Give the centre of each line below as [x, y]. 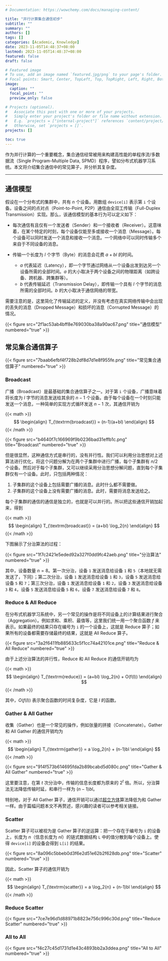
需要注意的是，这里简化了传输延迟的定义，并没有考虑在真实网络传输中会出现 [84, 301]
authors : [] [17, 33]
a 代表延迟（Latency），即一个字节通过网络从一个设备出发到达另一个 [90, 265]
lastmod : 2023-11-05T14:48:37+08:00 [43, 51]
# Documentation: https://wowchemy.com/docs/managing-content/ [72, 10]
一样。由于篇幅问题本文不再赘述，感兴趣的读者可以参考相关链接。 [73, 806]
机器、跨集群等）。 [52, 278]
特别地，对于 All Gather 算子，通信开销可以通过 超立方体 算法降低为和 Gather [83, 799]
